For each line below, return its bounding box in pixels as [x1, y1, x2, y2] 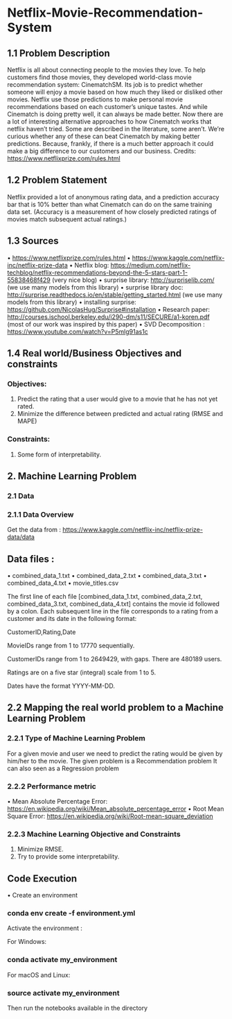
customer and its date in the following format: [7, 615, 137, 623]
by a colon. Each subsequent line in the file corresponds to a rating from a [7, 607, 218, 615]
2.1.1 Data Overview [7, 509, 74, 519]
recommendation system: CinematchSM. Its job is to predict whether [7, 81, 203, 88]
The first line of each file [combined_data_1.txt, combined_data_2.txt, [7, 593, 203, 601]
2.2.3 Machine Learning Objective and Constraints [7, 829, 181, 838]
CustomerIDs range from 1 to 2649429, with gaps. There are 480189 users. [7, 655, 222, 663]
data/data [7, 533, 35, 541]
